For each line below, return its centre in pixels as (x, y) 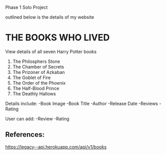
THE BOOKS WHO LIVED (57, 38)
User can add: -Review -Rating (37, 119)
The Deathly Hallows (34, 94)
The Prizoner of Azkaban (38, 72)
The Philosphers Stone (36, 61)
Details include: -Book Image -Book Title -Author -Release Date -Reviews (82, 103)
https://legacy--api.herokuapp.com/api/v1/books (56, 147)
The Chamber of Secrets (38, 67)
